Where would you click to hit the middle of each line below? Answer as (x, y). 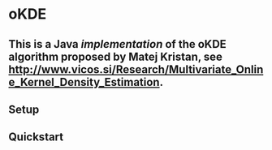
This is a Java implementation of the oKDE (118, 44)
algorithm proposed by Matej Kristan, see (116, 56)
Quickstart (36, 137)
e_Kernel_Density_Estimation (84, 82)
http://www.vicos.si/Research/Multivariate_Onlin (136, 69)
